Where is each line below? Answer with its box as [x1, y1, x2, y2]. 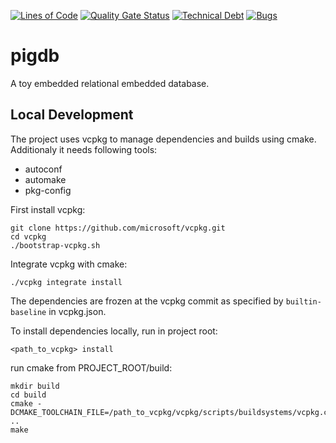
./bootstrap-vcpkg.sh [10, 240, 101, 250]
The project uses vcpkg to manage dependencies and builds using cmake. [10, 133, 317, 145]
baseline [10, 307, 47, 317]
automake [24, 173, 67, 185]
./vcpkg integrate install [10, 277, 123, 287]
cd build [10, 390, 47, 400]
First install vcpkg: [10, 203, 86, 215]
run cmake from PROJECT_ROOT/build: [10, 361, 173, 374]
